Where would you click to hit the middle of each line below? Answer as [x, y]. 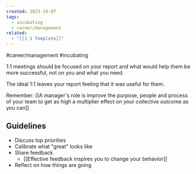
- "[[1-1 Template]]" [38, 39]
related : [17, 33]
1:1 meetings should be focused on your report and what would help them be [98, 67]
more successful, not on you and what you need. [65, 73]
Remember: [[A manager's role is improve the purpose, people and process [97, 95]
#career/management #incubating [47, 55]
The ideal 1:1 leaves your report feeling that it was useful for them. [85, 84]
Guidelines [26, 126]
